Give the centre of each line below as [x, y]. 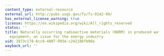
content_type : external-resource [39, 9]
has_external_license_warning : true [42, 19]
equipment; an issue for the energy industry [57, 37]
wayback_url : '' [21, 46]
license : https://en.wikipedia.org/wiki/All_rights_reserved [69, 23]
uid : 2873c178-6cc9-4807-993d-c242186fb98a [50, 41]
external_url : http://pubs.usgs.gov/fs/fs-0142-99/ [59, 14]
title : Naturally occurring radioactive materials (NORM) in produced [78, 32]
